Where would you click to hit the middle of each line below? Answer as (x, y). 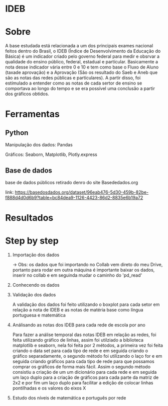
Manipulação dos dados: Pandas (39, 145)
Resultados (29, 218)
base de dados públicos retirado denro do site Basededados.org (72, 182)
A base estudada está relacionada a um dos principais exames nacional (79, 46)
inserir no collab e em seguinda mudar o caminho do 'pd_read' (77, 275)
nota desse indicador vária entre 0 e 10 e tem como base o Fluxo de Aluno (82, 67)
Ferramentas (33, 114)
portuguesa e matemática (39, 315)
